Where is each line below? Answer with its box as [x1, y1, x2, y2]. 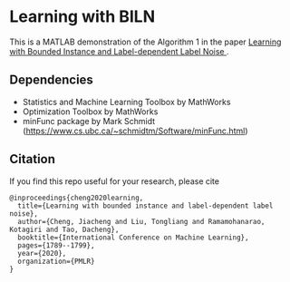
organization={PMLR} [17, 257, 95, 266]
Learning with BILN [9, 6, 156, 27]
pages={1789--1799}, [17, 240, 95, 250]
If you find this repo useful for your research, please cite [9, 175, 220, 187]
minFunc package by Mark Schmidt [22, 115, 156, 126]
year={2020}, [17, 248, 67, 258]
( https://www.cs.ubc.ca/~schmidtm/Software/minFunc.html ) [22, 125, 248, 136]
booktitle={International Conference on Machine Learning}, [17, 233, 249, 242]
